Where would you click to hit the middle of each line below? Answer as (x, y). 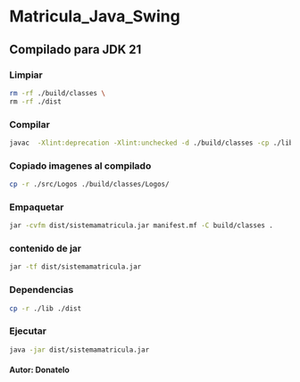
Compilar (30, 124)
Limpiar (26, 75)
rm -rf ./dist (36, 101)
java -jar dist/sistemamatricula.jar (79, 350)
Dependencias (42, 290)
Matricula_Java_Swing (95, 17)
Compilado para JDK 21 (75, 50)
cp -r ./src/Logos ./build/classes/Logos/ (89, 185)
